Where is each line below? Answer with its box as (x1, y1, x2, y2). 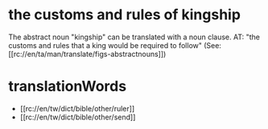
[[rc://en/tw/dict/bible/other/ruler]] (19, 103, 135, 113)
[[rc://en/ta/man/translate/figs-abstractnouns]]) (8, 49, 167, 58)
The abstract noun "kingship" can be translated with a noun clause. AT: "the (8, 32, 260, 42)
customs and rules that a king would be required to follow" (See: (8, 40, 221, 50)
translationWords (8, 78, 127, 95)
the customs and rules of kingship (8, 6, 241, 24)
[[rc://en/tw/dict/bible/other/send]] (19, 112, 136, 122)
